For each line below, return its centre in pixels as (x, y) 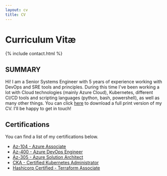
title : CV (16, 15)
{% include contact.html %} (34, 54)
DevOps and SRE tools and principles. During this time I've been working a (82, 87)
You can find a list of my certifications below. (52, 137)
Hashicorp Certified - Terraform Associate (56, 168)
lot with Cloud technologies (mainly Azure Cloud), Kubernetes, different (79, 93)
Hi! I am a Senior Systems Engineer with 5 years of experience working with (84, 82)
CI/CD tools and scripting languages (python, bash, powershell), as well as (82, 98)
